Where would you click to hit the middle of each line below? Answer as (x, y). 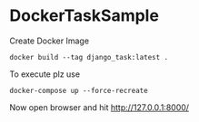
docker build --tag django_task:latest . (89, 57)
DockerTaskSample (84, 16)
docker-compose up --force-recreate (79, 90)
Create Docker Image (49, 41)
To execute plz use (45, 74)
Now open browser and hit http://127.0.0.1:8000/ (99, 107)
